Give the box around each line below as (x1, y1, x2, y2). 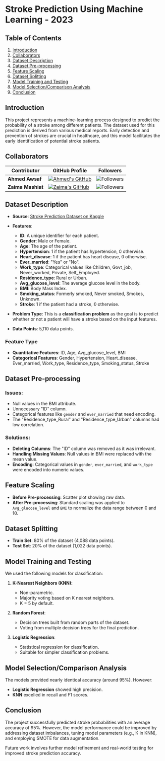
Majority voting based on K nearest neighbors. (19, 595, 115, 601)
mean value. (12, 456, 38, 462)
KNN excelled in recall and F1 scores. (12, 691, 89, 697)
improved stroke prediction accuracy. (5, 750, 82, 756)
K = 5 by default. (19, 600, 54, 607)
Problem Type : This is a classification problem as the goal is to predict (12, 311, 159, 317)
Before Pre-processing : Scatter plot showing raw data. (12, 494, 125, 500)
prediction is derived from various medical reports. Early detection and (5, 127, 150, 133)
